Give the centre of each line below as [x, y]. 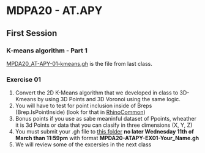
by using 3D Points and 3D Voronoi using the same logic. [109, 99]
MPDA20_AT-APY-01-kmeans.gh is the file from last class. [80, 63]
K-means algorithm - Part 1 [47, 51]
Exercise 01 [24, 79]
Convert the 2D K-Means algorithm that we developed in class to [97, 93]
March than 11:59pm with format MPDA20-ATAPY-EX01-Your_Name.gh [107, 138]
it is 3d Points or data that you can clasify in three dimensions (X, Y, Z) [104, 125]
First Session [32, 33]
